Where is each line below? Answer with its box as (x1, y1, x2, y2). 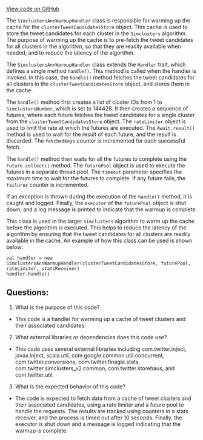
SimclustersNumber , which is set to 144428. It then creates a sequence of (6, 105, 188, 112)
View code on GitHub (6, 5, 59, 12)
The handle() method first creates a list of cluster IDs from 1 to (6, 98, 162, 106)
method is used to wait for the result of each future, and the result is (6, 130, 177, 138)
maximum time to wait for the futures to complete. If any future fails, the (6, 175, 186, 181)
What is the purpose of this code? (15, 303, 100, 311)
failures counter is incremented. (6, 181, 89, 188)
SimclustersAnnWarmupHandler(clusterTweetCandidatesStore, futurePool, (6, 260, 191, 266)
